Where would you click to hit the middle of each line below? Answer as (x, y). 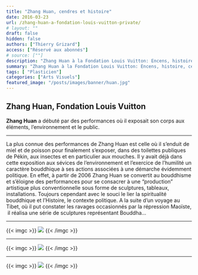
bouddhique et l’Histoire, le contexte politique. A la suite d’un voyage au (93, 200)
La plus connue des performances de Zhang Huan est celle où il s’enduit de (98, 144)
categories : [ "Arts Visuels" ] (43, 77)
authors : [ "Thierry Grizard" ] (43, 45)
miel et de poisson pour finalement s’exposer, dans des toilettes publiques (96, 150)
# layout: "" (22, 28)
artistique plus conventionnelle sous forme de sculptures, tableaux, (88, 188)
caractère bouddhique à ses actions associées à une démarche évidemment (99, 169)
